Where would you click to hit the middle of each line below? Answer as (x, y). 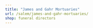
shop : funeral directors (30, 18)
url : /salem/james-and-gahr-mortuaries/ (47, 14)
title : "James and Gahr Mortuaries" (42, 9)
